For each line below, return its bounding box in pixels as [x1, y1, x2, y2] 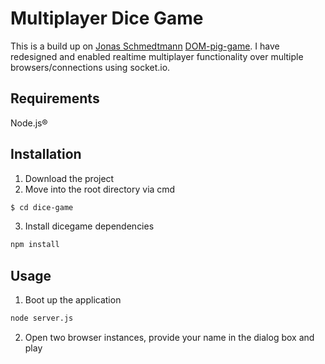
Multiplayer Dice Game [10, 7, 204, 30]
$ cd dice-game [10, 202, 74, 212]
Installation [10, 146, 82, 163]
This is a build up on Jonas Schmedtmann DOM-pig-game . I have [10, 40, 280, 52]
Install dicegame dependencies [24, 220, 155, 232]
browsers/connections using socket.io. [10, 61, 171, 73]
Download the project [24, 172, 115, 184]
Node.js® [10, 117, 48, 129]
